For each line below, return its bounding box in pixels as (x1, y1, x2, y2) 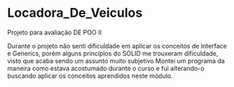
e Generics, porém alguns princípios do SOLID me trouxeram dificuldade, (7, 49, 219, 58)
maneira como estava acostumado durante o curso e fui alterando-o (7, 64, 205, 72)
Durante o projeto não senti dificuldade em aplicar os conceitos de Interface (7, 41, 228, 50)
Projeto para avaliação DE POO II (7, 28, 102, 36)
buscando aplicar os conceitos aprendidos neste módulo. (7, 72, 173, 80)
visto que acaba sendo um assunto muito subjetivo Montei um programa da (7, 56, 226, 65)
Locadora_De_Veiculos (7, 5, 143, 21)
